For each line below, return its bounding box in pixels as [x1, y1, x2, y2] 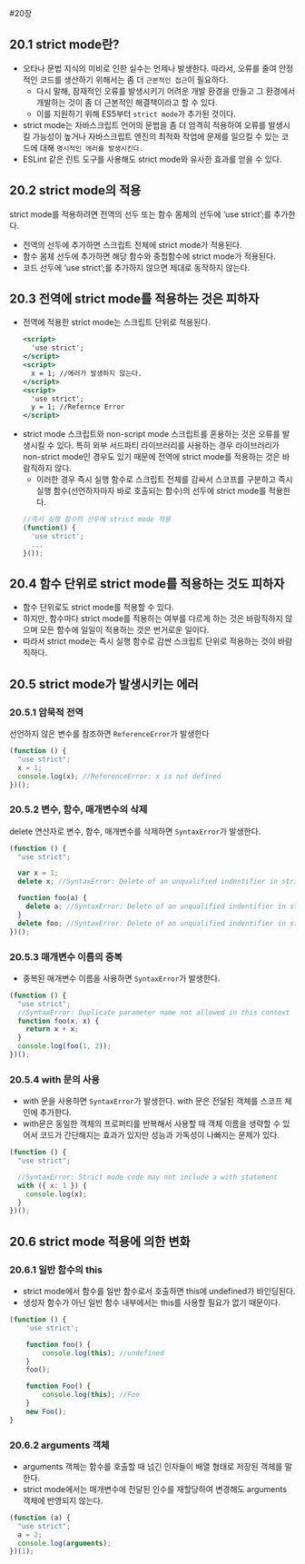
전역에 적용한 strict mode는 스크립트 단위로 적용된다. [22, 317, 212, 328]
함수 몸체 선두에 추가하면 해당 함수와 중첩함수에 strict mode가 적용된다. [22, 251, 276, 262]
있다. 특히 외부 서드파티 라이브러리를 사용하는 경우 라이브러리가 [56, 440, 280, 451]
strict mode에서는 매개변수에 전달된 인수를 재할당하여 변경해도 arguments [22, 1483, 288, 1494]
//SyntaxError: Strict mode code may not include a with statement [17, 1173, 279, 1182]
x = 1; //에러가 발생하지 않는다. [31, 369, 143, 378]
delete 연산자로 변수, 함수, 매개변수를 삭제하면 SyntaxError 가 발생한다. [9, 826, 261, 836]
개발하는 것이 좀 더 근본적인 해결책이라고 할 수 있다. [35, 96, 218, 107]
